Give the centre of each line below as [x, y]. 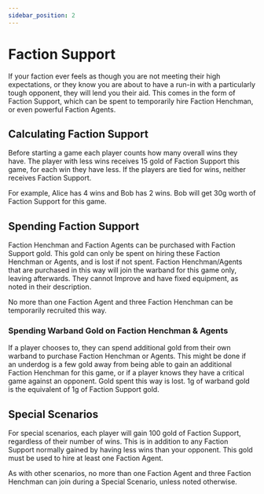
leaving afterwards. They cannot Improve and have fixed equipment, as [123, 279]
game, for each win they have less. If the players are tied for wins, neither [127, 170]
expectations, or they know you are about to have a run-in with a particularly [132, 84]
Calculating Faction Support [79, 134]
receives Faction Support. [50, 178]
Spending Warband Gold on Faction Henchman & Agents [118, 331]
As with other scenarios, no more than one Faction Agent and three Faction [130, 474]
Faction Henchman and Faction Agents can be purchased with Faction [122, 245]
